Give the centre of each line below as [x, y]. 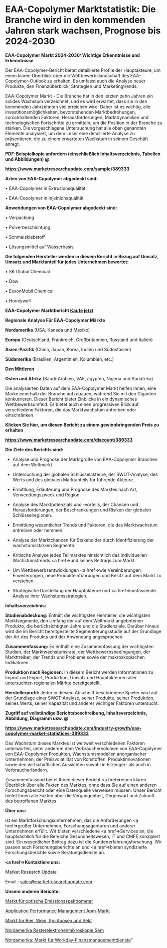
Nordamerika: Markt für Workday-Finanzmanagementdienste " [69, 940]
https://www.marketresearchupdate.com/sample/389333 [67, 169]
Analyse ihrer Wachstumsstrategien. [50, 596]
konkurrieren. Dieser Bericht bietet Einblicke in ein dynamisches [71, 399]
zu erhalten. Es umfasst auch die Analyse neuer [96, 81]
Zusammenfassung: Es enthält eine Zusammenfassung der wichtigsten [79, 646]
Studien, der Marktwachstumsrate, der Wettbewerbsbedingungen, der [78, 652]
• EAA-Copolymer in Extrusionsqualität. [46, 188]
